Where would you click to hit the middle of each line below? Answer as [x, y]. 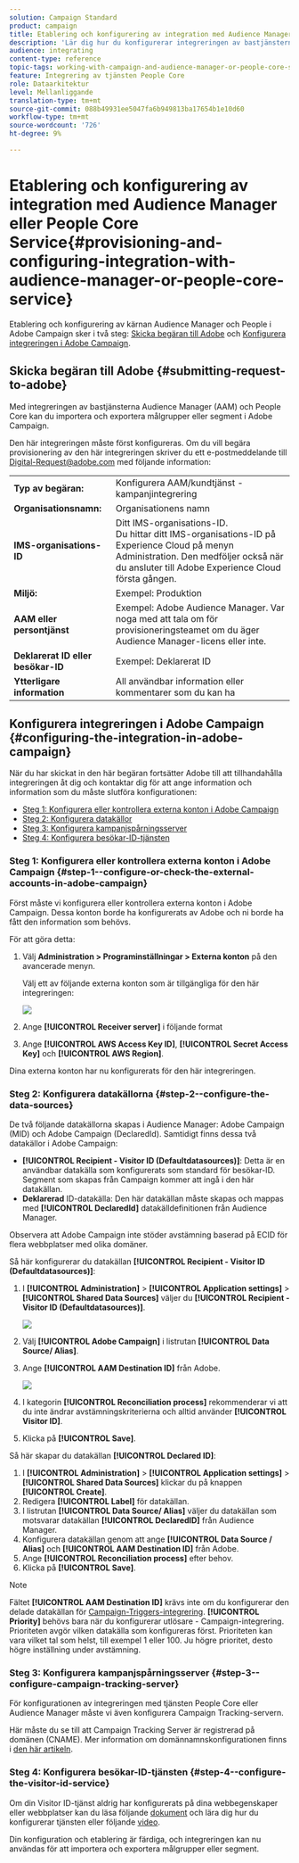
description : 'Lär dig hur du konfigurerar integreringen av [125, 42]
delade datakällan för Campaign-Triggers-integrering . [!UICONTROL [134, 1612]
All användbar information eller [180, 681]
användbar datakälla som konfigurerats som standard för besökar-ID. [149, 1171]
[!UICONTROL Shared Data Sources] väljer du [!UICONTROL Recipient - [156, 1298]
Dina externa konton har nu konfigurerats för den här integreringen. [133, 1071]
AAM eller [36, 618]
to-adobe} [38, 385]
